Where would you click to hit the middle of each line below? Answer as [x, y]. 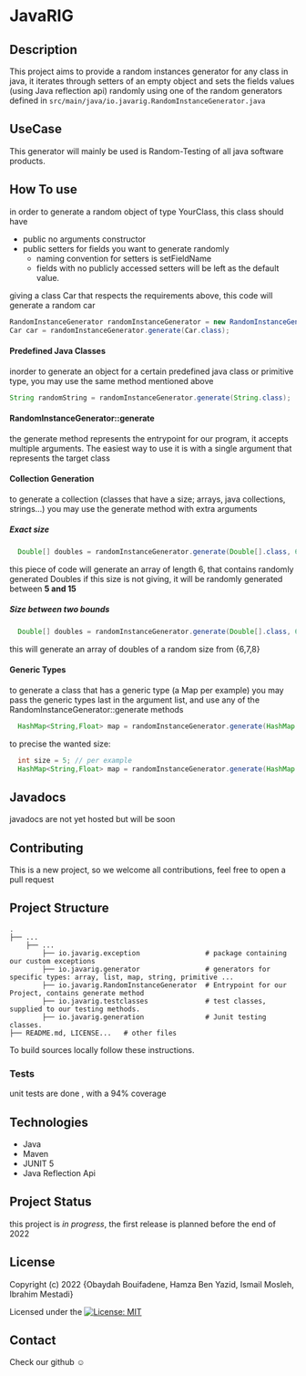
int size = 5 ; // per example [75, 760]
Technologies [49, 1122]
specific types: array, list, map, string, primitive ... [122, 977]
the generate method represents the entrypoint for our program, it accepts [149, 438]
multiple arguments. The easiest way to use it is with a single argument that [151, 448]
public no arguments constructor [84, 239]
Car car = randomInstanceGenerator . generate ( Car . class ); [120, 330]
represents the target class [60, 458]
